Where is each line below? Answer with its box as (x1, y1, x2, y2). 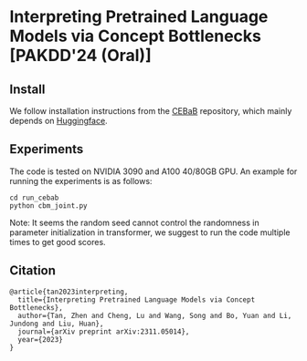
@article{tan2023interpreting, (9, 287, 129, 296)
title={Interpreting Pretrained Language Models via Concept (17, 294, 256, 304)
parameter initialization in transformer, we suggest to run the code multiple (9, 226, 291, 238)
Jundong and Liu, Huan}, (9, 319, 104, 328)
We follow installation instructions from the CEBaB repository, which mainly (9, 106, 292, 116)
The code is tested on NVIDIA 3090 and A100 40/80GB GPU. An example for (9, 166, 298, 177)
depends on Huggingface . (9, 116, 108, 126)
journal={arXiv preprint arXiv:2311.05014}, (17, 326, 190, 336)
